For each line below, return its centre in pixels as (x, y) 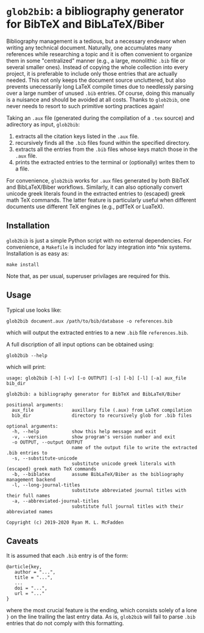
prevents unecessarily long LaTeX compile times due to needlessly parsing (100, 86)
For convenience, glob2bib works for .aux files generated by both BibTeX (98, 180)
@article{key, (24, 567)
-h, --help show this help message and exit (84, 431)
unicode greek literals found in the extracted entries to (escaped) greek (96, 193)
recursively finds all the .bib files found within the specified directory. (103, 142)
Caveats (22, 541)
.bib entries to (27, 453)
